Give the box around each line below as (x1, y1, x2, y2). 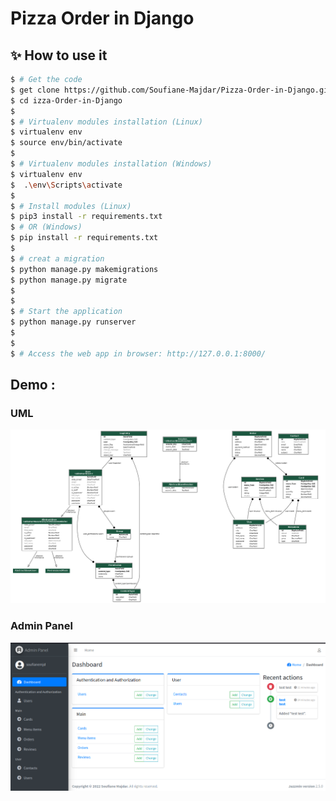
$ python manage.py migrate (10, 275, 128, 285)
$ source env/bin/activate (10, 138, 123, 148)
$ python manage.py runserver (10, 317, 137, 327)
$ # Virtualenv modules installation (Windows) (10, 159, 213, 169)
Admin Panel (10, 619, 73, 633)
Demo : (10, 377, 56, 394)
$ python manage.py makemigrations (10, 264, 159, 274)
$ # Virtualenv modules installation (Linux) (10, 117, 203, 127)
